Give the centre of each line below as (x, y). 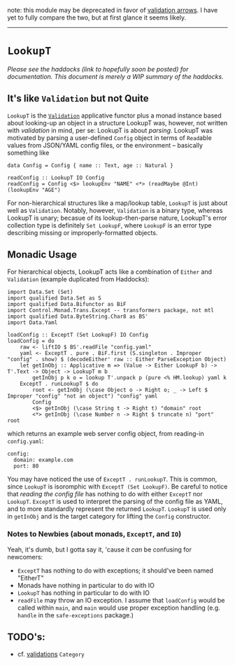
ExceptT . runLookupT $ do (59, 384)
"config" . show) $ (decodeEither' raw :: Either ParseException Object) (117, 359)
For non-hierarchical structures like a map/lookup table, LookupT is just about (117, 203)
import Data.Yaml (33, 322)
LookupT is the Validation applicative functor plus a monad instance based (114, 115)
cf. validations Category (51, 654)
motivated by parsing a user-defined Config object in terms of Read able (109, 138)
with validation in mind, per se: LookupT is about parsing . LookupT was (110, 130)
